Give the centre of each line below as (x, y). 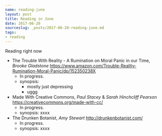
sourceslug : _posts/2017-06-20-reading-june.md (55, 28)
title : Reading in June (29, 19)
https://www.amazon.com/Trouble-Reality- (93, 66)
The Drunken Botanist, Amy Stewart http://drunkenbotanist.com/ (78, 118)
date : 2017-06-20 (23, 23)
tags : (11, 32)
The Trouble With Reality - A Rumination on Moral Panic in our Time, (81, 60)
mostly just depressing (50, 86)
